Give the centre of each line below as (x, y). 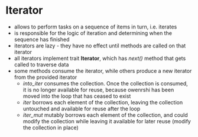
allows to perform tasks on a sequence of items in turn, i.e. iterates (95, 27)
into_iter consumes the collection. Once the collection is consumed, (106, 83)
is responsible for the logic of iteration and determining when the (93, 33)
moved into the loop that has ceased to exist (77, 96)
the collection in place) (51, 128)
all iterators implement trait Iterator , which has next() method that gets (100, 58)
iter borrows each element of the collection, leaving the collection (103, 102)
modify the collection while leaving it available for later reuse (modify (107, 121)
